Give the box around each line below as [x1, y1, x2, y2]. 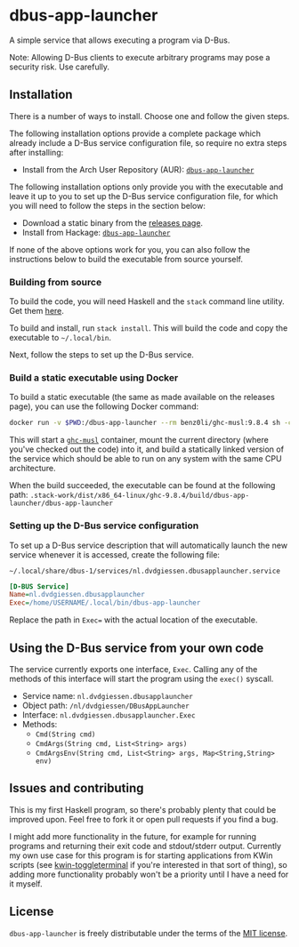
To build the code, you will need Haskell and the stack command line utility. [9, 296, 285, 307]
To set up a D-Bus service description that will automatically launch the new [9, 540, 287, 550]
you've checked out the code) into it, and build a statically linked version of [9, 444, 285, 454]
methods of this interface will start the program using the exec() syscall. [9, 673, 274, 684]
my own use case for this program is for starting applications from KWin [9, 850, 273, 861]
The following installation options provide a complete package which [9, 128, 261, 139]
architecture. [9, 463, 56, 474]
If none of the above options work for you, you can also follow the [9, 244, 251, 254]
